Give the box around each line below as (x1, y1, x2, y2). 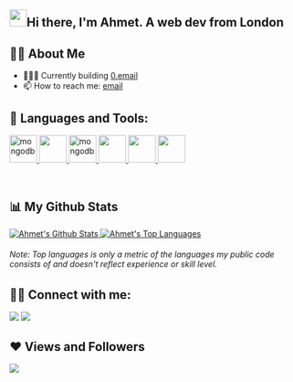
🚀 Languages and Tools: (9, 111, 149, 126)
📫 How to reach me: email (22, 80, 123, 91)
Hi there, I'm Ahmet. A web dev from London (26, 15, 285, 30)
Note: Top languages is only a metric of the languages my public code (9, 249, 276, 260)
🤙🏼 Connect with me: (9, 287, 131, 302)
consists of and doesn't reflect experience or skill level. (9, 259, 217, 270)
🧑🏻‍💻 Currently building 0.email (22, 70, 139, 81)
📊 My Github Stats (9, 199, 119, 215)
